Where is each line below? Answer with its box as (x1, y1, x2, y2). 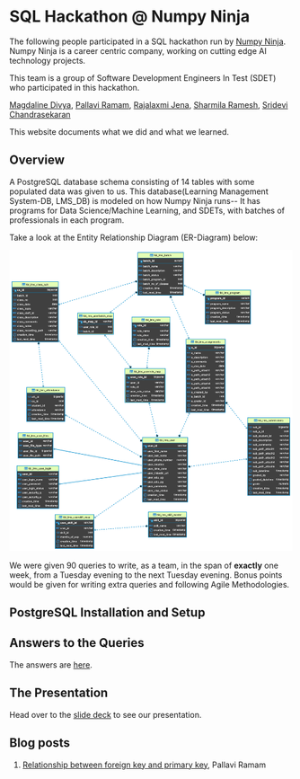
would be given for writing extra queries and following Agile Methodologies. (9, 579, 290, 589)
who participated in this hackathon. (9, 82, 140, 93)
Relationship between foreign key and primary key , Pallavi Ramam (22, 759, 267, 770)
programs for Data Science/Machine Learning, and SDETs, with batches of (9, 205, 286, 216)
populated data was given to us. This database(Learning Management (9, 186, 269, 197)
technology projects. (9, 55, 86, 66)
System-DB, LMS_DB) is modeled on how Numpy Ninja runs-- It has (9, 195, 260, 206)
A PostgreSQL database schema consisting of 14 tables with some (9, 176, 255, 187)
